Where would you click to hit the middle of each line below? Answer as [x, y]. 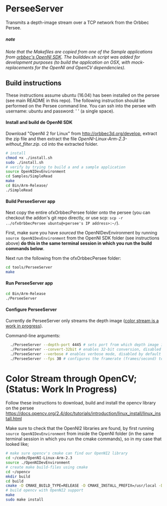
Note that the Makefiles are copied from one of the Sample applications [79, 51]
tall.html [14, 419]
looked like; [17, 444]
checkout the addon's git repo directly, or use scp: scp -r [64, 218]
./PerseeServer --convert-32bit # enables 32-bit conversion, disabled [86, 349]
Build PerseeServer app [30, 202]
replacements [20, 67]
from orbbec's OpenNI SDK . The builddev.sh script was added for [73, 57]
